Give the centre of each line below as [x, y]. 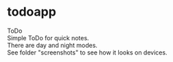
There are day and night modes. [53, 45]
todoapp [32, 12]
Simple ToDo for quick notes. [48, 37]
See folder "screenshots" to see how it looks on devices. [87, 52]
